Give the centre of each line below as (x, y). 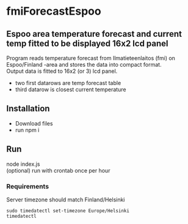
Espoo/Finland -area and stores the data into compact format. (84, 65)
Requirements (28, 186)
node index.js (23, 164)
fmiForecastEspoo (54, 11)
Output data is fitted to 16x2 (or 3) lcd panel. (62, 71)
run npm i (27, 130)
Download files (34, 123)
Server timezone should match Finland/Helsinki (66, 200)
